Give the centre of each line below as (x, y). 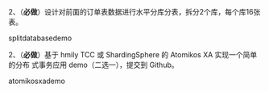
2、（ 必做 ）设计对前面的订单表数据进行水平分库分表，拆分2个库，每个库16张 (134, 12)
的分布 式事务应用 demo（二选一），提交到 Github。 (93, 65)
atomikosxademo (37, 81)
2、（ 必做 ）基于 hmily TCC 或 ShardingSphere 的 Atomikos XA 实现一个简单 (133, 54)
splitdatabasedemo (40, 38)
